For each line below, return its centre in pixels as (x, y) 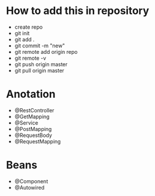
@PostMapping (33, 129)
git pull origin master (39, 70)
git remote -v (30, 58)
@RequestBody (33, 135)
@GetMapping (32, 116)
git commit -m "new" (40, 46)
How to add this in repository (77, 11)
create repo (28, 27)
